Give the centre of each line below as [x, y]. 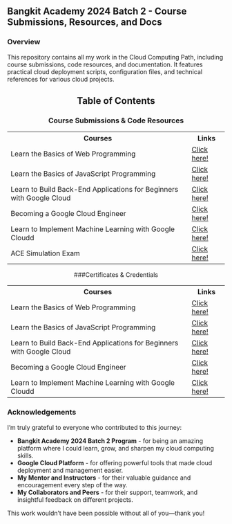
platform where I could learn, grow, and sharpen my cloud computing [115, 448]
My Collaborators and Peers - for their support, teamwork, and [107, 492]
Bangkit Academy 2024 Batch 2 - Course [97, 11]
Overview [24, 42]
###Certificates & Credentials [116, 275]
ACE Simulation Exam [46, 253]
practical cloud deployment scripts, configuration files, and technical [105, 71]
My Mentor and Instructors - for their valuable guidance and [104, 478]
